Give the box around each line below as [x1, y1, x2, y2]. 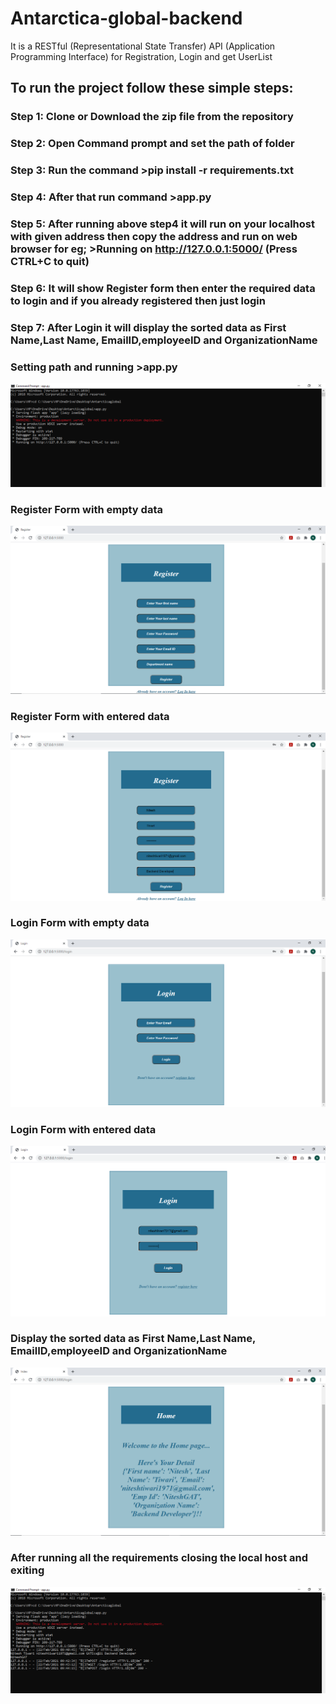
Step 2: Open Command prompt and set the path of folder [10, 137, 295, 151]
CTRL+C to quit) [10, 254, 90, 268]
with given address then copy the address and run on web [10, 229, 298, 243]
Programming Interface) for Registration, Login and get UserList [10, 50, 273, 62]
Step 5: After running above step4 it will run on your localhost [10, 217, 315, 231]
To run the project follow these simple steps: [10, 80, 294, 97]
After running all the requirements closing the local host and [10, 1551, 309, 1565]
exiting [10, 1563, 45, 1577]
